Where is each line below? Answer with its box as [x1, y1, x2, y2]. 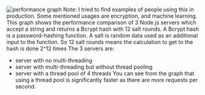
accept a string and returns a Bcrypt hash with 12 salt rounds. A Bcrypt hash [6, 25, 199, 32]
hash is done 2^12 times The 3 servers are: [6, 45, 115, 52]
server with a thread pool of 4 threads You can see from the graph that [15, 70, 195, 77]
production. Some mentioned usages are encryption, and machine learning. [6, 12, 198, 20]
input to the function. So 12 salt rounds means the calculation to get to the [6, 39, 193, 45]
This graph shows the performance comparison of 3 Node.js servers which [6, 19, 196, 26]
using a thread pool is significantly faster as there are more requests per [15, 77, 198, 83]
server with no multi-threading [15, 57, 93, 64]
